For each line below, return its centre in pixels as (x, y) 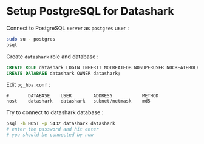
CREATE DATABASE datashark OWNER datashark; (63, 73)
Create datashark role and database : (53, 57)
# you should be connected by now (50, 135)
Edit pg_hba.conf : (28, 85)
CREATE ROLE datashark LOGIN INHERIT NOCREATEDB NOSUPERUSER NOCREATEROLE (103, 67)
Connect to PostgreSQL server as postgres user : (68, 28)
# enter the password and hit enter (53, 129)
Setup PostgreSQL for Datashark (90, 11)
